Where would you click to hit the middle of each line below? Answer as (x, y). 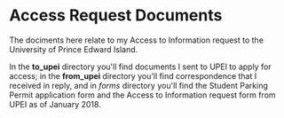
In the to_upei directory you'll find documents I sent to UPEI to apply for (141, 67)
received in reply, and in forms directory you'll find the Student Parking (139, 85)
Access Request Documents (116, 16)
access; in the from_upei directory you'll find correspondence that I (133, 75)
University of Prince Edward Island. (74, 49)
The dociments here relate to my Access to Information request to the (137, 40)
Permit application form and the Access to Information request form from (143, 95)
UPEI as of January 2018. (55, 104)
